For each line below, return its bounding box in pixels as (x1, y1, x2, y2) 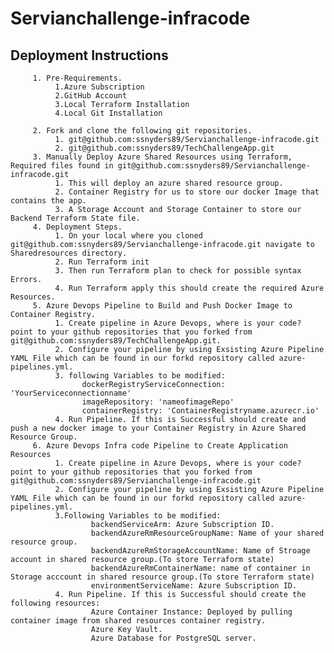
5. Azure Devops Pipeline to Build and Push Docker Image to (32, 301, 293, 311)
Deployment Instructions (10, 47, 169, 64)
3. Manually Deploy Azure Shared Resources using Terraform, (32, 152, 293, 162)
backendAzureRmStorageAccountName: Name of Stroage (90, 546, 311, 556)
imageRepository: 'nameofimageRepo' (81, 397, 235, 407)
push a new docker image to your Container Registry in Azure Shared (10, 423, 307, 433)
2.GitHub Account (54, 91, 128, 101)
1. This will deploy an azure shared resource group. (54, 178, 284, 188)
